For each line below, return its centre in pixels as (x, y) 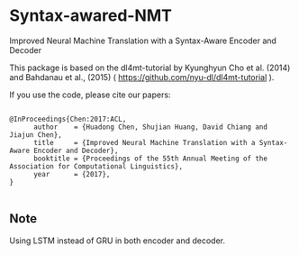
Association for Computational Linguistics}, (96, 166)
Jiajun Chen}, (36, 135)
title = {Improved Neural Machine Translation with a (144, 142)
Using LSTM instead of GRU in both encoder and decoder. (117, 241)
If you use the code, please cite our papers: (90, 95)
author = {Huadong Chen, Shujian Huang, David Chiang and (150, 127)
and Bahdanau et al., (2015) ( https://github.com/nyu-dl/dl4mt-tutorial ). (142, 77)
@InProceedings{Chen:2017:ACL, (68, 119)
